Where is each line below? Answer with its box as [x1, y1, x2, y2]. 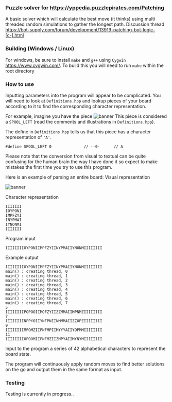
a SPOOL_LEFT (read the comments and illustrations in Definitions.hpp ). [5, 118, 156, 125]
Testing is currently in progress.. [5, 391, 74, 397]
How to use [5, 80, 35, 88]
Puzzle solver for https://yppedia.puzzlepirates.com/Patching [5, 4, 165, 11]
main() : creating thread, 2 [5, 277, 68, 283]
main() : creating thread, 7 [5, 300, 68, 305]
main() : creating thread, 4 [5, 287, 68, 292]
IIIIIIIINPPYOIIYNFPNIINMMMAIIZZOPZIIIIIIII [5, 318, 102, 323]
